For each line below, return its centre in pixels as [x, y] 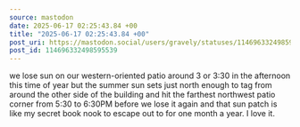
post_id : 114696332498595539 [63, 51]
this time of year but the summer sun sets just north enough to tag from [141, 85]
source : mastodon [42, 17]
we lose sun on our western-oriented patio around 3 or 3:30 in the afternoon [150, 75]
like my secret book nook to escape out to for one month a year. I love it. [142, 114]
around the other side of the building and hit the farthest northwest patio [142, 95]
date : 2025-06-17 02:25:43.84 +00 [74, 26]
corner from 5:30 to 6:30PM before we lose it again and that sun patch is [143, 104]
